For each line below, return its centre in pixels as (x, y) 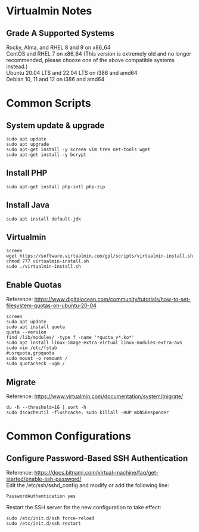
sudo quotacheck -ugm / (36, 364)
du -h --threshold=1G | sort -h (46, 408)
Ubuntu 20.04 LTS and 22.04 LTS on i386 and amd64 (72, 73)
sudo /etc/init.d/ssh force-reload (50, 518)
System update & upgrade (55, 125)
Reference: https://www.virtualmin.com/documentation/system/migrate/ (95, 396)
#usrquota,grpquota (30, 353)
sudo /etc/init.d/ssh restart (44, 524)
